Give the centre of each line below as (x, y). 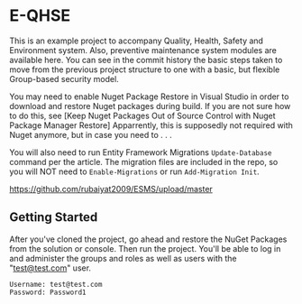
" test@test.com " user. (50, 268)
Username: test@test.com (56, 284)
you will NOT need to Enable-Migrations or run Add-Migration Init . (134, 171)
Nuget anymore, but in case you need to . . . (91, 134)
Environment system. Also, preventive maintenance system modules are (143, 50)
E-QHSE (40, 16)
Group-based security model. (64, 78)
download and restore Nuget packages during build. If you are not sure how (150, 106)
